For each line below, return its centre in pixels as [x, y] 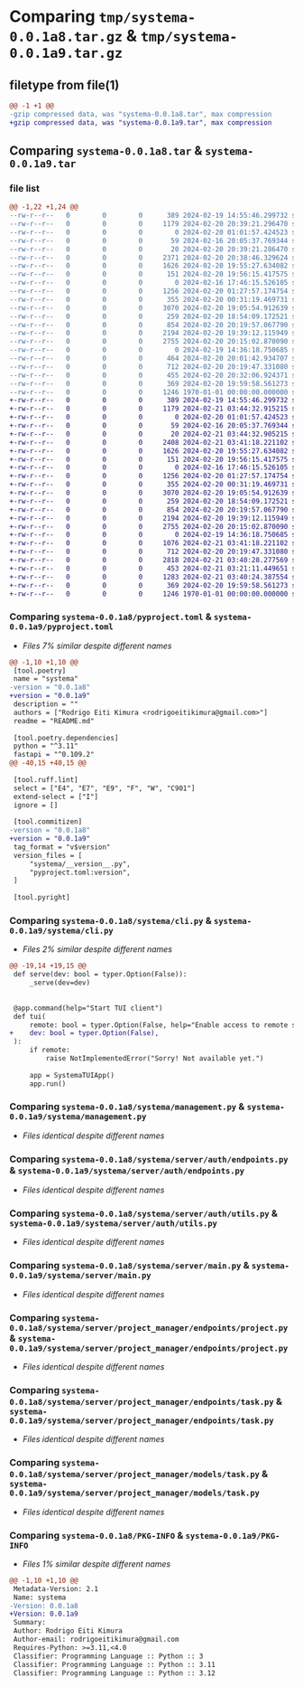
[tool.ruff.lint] [46, 779]
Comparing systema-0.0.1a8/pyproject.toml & [110, 617]
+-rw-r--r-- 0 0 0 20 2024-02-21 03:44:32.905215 [149, 434]
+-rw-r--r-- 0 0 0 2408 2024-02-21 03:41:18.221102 [149, 442]
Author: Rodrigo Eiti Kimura [68, 1631]
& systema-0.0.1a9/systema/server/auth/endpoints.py [127, 1170]
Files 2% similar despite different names [97, 949]
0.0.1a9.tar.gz [66, 54]
